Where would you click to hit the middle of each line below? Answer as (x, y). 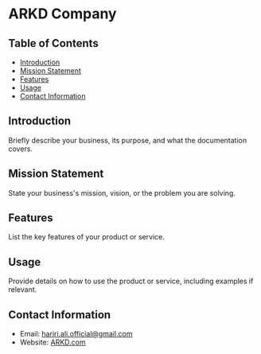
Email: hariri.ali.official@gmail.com (76, 334)
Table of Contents (54, 43)
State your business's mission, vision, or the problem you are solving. (122, 193)
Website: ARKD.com (53, 342)
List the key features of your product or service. (87, 237)
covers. (21, 149)
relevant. (23, 290)
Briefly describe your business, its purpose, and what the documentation (128, 140)
